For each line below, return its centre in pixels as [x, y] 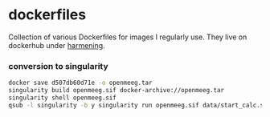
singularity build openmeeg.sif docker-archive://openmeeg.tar [117, 91]
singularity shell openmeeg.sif [62, 98]
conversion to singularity [58, 66]
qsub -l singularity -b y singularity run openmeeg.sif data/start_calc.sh [138, 105]
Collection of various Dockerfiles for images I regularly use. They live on [128, 37]
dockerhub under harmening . [57, 45]
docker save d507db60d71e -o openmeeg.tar [80, 83]
